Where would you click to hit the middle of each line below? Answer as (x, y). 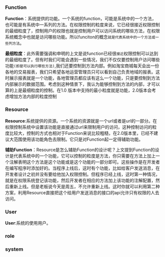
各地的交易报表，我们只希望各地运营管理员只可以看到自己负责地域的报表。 (80, 72)
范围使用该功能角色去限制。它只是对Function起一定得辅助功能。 (78, 139)
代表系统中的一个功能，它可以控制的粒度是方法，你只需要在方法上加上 (84, 155)
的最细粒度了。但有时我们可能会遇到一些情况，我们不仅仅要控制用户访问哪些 (82, 60)
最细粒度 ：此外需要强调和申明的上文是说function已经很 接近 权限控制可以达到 (82, 53)
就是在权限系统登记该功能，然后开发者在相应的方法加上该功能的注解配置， (80, 180)
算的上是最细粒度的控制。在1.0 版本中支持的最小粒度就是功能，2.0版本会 (79, 90)
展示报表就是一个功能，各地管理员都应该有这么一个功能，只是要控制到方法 (84, 78)
